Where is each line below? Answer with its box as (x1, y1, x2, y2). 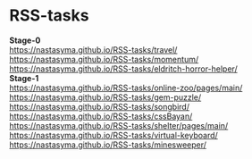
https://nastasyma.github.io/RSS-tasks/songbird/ (9, 101, 190, 112)
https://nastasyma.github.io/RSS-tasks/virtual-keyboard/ (9, 130, 219, 140)
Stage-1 (9, 72, 39, 83)
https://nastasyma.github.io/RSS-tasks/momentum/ (9, 54, 199, 64)
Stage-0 (9, 35, 41, 46)
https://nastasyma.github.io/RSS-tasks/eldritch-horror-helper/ (9, 63, 239, 74)
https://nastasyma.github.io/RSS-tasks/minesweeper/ (9, 139, 207, 150)
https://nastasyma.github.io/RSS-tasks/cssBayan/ (9, 111, 193, 121)
